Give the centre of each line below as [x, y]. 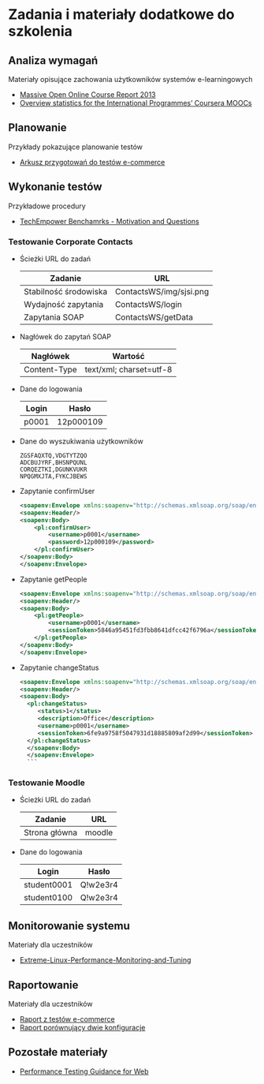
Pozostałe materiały [58, 1052]
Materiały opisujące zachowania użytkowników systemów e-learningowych [131, 79]
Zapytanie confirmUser [57, 491]
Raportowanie [43, 985]
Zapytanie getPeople [53, 579]
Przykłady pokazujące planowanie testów [76, 147]
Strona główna [50, 832]
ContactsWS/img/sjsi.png [162, 291]
